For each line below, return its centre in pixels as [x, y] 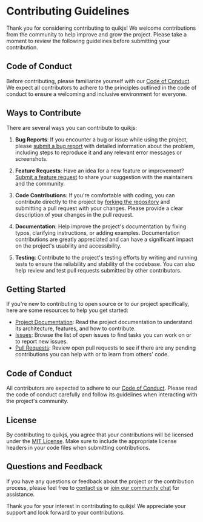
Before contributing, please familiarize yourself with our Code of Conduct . [98, 81]
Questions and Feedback [55, 466]
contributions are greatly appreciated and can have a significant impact [104, 239]
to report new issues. [42, 342]
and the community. [40, 183]
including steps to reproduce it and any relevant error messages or [98, 152]
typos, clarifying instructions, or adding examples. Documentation [97, 232]
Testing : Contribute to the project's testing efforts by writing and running [106, 257]
